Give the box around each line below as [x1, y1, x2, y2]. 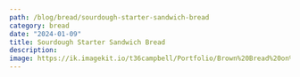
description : [9, 46, 58, 55]
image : [9, 54, 34, 63]
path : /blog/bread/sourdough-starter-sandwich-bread [9, 12, 210, 22]
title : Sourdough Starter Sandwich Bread [9, 37, 166, 47]
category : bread [9, 21, 70, 30]
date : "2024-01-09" [9, 29, 82, 38]
